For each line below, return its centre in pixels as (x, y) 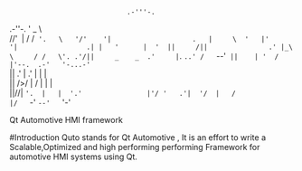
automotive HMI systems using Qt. (74, 157)
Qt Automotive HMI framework (66, 120)
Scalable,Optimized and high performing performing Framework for (135, 147)
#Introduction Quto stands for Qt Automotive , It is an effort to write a (138, 138)
